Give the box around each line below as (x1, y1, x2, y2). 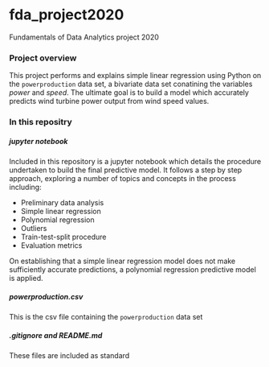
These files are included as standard (9, 351, 130, 361)
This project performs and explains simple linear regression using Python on (9, 71, 262, 80)
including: (9, 183, 43, 192)
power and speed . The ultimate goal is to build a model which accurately (9, 88, 250, 97)
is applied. (9, 274, 43, 283)
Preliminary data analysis (20, 198, 104, 208)
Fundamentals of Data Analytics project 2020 (9, 32, 160, 42)
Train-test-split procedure (20, 232, 107, 242)
